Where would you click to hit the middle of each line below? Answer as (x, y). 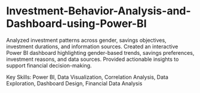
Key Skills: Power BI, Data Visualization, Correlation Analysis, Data (87, 77)
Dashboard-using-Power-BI (76, 24)
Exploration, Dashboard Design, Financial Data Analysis (74, 83)
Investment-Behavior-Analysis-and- (99, 11)
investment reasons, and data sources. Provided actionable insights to (93, 59)
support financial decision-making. (49, 65)
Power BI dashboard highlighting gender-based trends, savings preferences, (100, 52)
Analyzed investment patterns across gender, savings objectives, (86, 40)
